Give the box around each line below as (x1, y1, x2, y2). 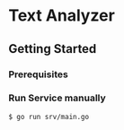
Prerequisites (8, 68, 68, 81)
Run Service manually (8, 91, 107, 104)
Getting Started (8, 41, 97, 56)
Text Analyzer (8, 5, 116, 26)
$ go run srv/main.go (8, 112, 90, 121)
